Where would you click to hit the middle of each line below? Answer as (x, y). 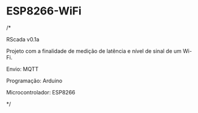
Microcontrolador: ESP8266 (41, 92)
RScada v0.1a (23, 39)
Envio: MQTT (23, 69)
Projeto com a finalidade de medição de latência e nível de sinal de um (94, 51)
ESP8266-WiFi (44, 11)
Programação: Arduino (34, 81)
